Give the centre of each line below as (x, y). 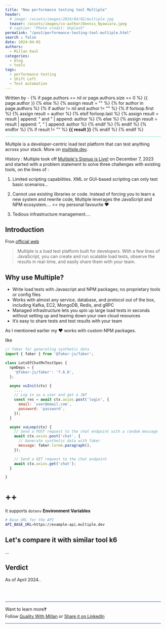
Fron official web (22, 242)
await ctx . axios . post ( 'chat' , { (47, 436)
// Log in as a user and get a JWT (51, 395)
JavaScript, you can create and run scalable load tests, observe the (86, 257)
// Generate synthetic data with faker (59, 441)
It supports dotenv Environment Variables (48, 511)
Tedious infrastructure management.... (51, 214)
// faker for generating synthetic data (47, 349)
